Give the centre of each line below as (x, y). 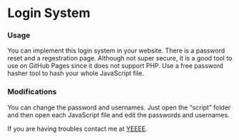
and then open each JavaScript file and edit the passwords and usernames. (118, 114)
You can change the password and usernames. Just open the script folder (119, 107)
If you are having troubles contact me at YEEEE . (77, 129)
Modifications (32, 92)
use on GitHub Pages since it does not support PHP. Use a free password (115, 66)
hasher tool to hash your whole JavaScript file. (76, 73)
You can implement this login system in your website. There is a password (116, 50)
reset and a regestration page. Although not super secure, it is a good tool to (120, 58)
